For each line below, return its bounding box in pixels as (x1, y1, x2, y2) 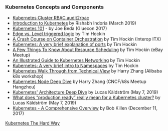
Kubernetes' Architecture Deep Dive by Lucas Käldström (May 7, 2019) (12, 89, 158, 95)
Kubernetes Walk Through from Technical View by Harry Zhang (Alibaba (12, 68, 162, 74)
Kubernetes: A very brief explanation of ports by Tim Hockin (12, 41, 137, 47)
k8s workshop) (12, 73, 44, 79)
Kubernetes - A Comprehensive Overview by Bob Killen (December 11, (12, 105, 158, 111)
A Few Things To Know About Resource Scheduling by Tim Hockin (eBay (12, 46, 163, 53)
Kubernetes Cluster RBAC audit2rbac (12, 15, 89, 21)
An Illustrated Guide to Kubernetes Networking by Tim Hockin (12, 57, 140, 63)
